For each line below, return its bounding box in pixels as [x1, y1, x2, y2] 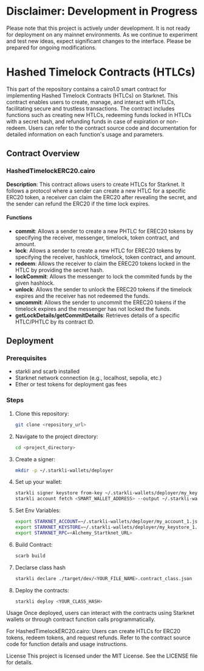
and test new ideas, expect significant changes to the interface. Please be [6, 37, 191, 44]
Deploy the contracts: [15, 586, 70, 594]
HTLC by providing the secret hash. [15, 266, 104, 274]
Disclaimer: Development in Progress [6, 4, 198, 18]
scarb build [15, 553, 46, 559]
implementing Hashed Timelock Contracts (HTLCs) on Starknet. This [6, 91, 178, 99]
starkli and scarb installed [15, 367, 80, 375]
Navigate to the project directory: [15, 433, 98, 440]
